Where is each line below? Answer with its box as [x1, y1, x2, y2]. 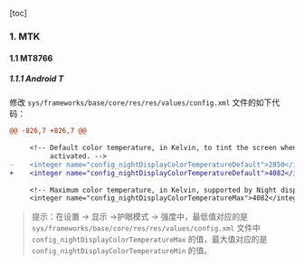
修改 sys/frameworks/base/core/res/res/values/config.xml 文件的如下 [9, 97, 272, 108]
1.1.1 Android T [9, 73, 64, 84]
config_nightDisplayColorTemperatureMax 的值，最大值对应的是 [31, 234, 268, 245]
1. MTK [9, 30, 41, 43]
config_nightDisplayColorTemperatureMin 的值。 [31, 245, 213, 256]
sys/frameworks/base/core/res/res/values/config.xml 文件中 [31, 222, 261, 233]
